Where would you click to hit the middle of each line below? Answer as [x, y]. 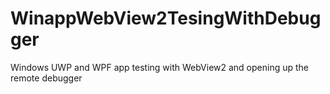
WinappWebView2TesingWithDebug [166, 18]
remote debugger [46, 78]
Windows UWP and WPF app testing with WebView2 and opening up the [160, 67]
